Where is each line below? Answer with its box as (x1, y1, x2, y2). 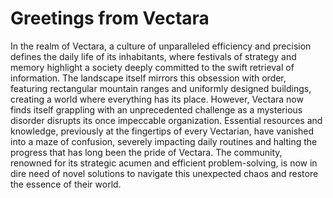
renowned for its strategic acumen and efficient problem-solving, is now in (10, 157, 318, 169)
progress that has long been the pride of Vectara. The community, (10, 146, 283, 158)
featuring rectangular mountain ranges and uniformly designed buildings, (10, 82, 312, 94)
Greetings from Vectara (10, 7, 210, 30)
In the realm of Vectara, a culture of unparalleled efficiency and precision (10, 40, 312, 52)
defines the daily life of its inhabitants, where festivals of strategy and (10, 50, 297, 62)
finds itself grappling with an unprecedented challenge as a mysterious (10, 103, 303, 116)
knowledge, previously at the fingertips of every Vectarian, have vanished (10, 125, 315, 137)
